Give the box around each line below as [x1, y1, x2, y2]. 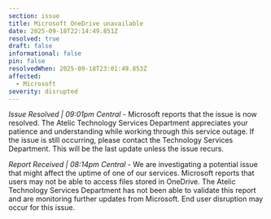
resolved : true [8, 34, 60, 43]
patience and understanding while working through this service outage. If [8, 127, 255, 136]
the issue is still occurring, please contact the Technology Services [8, 135, 234, 145]
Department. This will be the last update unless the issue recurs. [8, 144, 224, 154]
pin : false [8, 58, 46, 66]
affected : [8, 72, 42, 80]
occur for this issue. [8, 203, 76, 213]
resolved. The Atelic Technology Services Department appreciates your [8, 118, 248, 128]
